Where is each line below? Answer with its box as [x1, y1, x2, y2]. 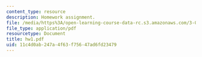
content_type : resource [6, 8, 66, 15]
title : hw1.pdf [6, 36, 44, 42]
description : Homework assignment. [6, 14, 96, 20]
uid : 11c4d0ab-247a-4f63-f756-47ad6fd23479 [6, 42, 117, 48]
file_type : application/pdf [6, 25, 77, 31]
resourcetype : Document [6, 31, 66, 37]
